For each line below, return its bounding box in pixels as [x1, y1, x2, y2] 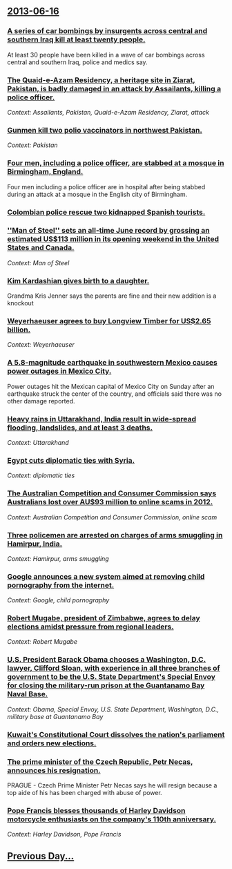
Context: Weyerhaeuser [7, 341, 75, 349]
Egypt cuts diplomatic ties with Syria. [7, 455, 135, 465]
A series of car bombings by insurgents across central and [7, 26, 208, 36]
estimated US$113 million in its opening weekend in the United [7, 234, 220, 244]
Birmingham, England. [7, 167, 84, 177]
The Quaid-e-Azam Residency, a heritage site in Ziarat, [7, 75, 195, 85]
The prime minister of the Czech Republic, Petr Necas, [7, 756, 193, 766]
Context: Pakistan [7, 141, 58, 149]
